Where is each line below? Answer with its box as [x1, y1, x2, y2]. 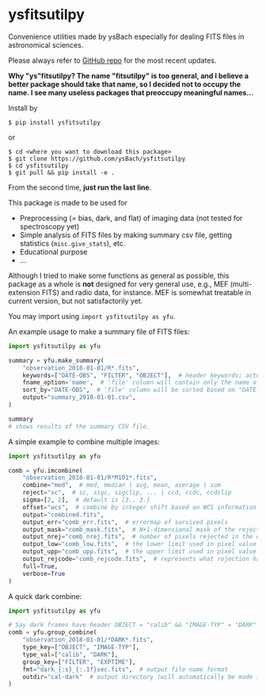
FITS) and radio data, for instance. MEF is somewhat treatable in [42, 287, 252, 297]
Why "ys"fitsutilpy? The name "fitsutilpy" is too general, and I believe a [8, 71, 249, 80]
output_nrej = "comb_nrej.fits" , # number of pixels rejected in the [22, 533, 253, 541]
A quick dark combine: [8, 591, 82, 601]
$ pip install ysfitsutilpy [8, 118, 101, 126]
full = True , [22, 562, 59, 570]
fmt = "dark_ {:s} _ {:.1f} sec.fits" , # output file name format [22, 665, 228, 674]
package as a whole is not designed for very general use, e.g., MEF [8, 279, 229, 289]
